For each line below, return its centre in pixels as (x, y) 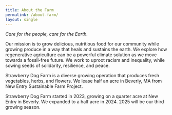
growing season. (23, 107)
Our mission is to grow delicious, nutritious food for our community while (82, 44)
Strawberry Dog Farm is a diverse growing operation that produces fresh (82, 76)
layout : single (22, 19)
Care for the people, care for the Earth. (47, 34)
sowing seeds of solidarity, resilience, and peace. (58, 66)
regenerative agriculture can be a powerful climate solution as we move (81, 55)
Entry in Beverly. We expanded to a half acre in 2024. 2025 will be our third (85, 102)
